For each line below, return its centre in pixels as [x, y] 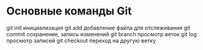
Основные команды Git [69, 11]
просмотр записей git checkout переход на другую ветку [81, 40]
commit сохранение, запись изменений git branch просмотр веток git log [102, 34]
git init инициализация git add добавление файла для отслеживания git [98, 28]
